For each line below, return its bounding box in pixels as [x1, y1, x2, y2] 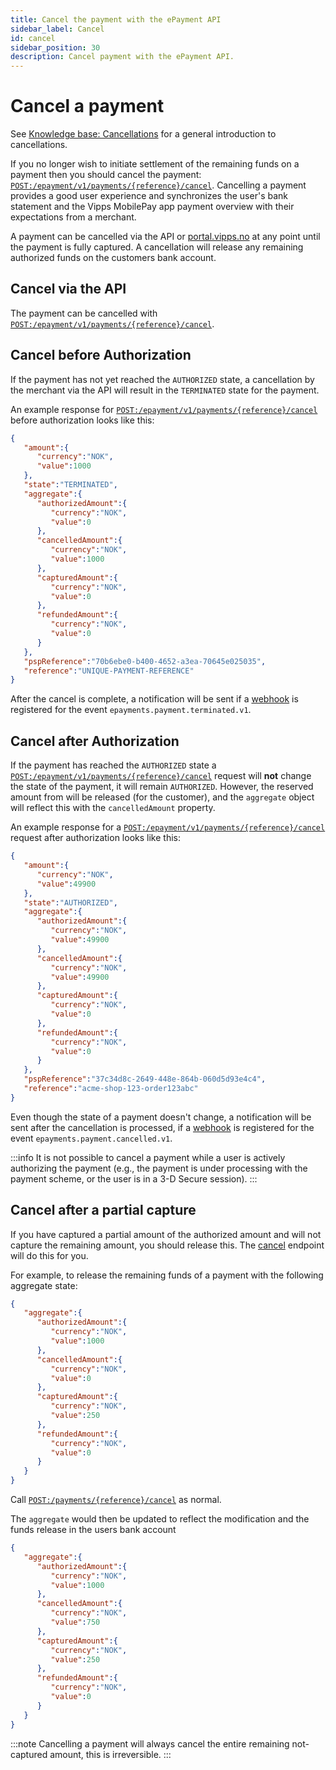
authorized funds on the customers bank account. [10, 252, 217, 264]
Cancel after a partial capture [10, 1202, 197, 1219]
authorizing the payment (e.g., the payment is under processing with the [10, 1162, 308, 1174]
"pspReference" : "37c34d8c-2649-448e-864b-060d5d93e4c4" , [23, 1074, 267, 1085]
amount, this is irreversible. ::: [49, 1748, 172, 1760]
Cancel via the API [10, 281, 127, 298]
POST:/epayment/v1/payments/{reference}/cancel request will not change [10, 770, 312, 782]
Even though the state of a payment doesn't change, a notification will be [10, 1111, 312, 1123]
